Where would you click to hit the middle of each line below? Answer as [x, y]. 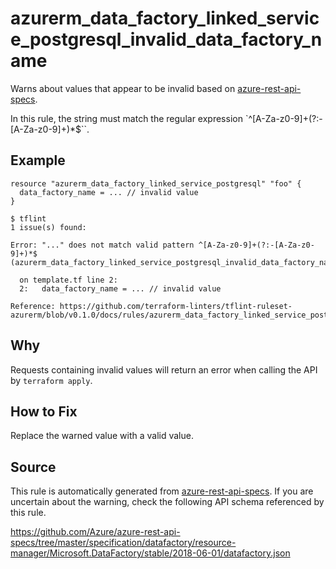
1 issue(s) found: [48, 227]
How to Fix [44, 411]
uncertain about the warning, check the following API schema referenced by [167, 502]
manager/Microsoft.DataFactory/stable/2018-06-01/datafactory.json [150, 553]
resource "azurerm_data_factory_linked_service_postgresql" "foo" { [156, 183]
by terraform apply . [51, 380]
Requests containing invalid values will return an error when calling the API [164, 369]
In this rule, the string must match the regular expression [126, 118]
